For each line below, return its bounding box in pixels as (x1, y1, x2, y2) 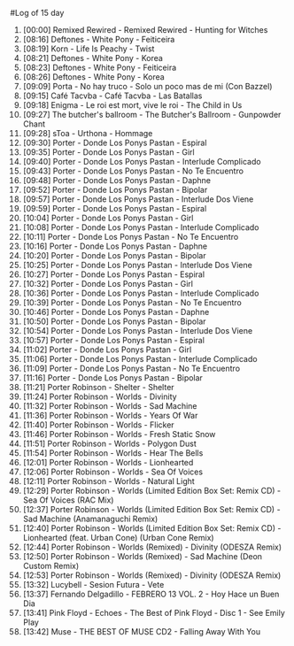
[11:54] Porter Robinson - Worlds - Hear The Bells (22, 448, 204, 458)
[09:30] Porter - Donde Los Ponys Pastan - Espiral (22, 137, 207, 148)
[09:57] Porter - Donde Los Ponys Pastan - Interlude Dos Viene (22, 194, 254, 204)
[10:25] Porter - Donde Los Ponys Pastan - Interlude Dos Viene (22, 260, 253, 270)
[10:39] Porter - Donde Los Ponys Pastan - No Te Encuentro (22, 297, 242, 308)
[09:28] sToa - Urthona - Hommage (22, 128, 153, 138)
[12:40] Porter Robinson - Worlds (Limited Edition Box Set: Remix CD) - (22, 523, 282, 534)
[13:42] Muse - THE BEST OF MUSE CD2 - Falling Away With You (22, 627, 260, 636)
